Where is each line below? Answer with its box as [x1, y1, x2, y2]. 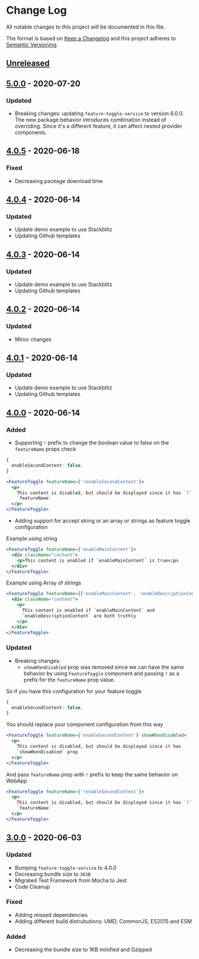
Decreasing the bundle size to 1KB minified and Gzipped [14, 946, 152, 953]
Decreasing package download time [14, 177, 103, 184]
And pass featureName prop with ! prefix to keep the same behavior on [6, 771, 178, 778]
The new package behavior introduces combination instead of [14, 117, 167, 124]
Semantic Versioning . [6, 41, 58, 48]
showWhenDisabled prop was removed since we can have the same [23, 664, 185, 671]
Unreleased [6, 58, 50, 68]
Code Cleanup [14, 883, 50, 890]
